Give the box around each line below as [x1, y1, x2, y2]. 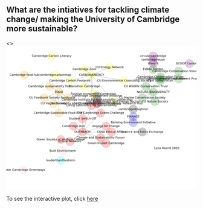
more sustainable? [6, 24, 78, 34]
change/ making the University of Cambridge [6, 14, 180, 25]
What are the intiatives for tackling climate [6, 5, 170, 15]
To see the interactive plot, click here [6, 195, 98, 202]
